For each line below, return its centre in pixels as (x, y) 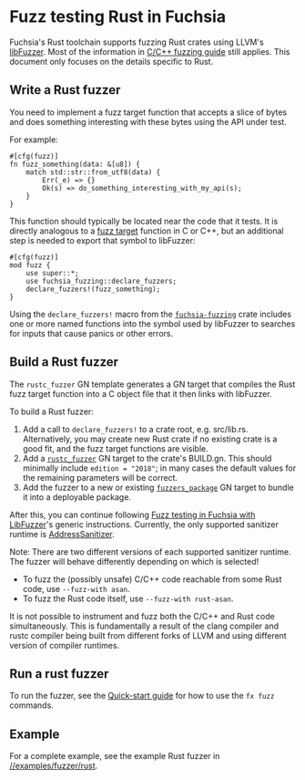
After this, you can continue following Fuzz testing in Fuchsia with (132, 515)
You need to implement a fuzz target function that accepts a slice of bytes (148, 112)
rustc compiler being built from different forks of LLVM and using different (148, 635)
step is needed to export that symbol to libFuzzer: (102, 240)
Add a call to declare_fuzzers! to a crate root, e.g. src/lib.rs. (135, 429)
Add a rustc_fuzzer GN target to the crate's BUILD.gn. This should (147, 458)
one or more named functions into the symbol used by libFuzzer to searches (152, 323)
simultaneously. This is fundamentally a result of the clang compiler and (144, 626)
